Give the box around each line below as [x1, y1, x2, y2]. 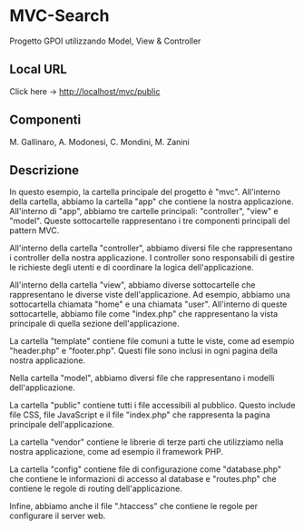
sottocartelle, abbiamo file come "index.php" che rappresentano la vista [9, 309, 279, 319]
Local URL [9, 62, 68, 77]
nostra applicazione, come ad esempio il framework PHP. [9, 447, 224, 457]
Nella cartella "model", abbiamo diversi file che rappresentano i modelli [9, 373, 275, 384]
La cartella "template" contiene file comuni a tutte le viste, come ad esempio [9, 336, 295, 347]
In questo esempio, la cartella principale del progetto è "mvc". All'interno [9, 187, 281, 198]
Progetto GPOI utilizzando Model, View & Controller [9, 35, 201, 46]
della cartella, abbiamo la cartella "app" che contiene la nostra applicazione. [9, 196, 294, 207]
